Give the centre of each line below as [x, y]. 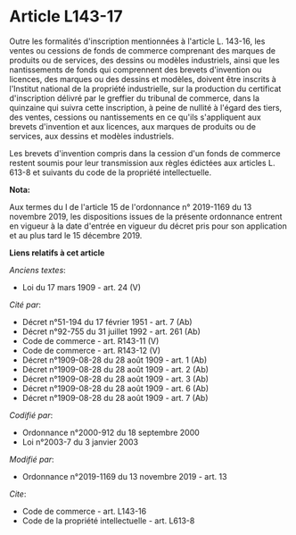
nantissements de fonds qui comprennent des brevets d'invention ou [136, 70]
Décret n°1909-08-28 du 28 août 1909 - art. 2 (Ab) [115, 369]
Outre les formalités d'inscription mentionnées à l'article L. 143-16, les [137, 41]
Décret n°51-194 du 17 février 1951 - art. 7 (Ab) [107, 322]
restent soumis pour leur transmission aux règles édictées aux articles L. [142, 163]
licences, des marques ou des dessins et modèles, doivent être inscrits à [143, 79]
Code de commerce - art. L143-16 [84, 511]
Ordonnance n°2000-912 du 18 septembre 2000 [111, 432]
